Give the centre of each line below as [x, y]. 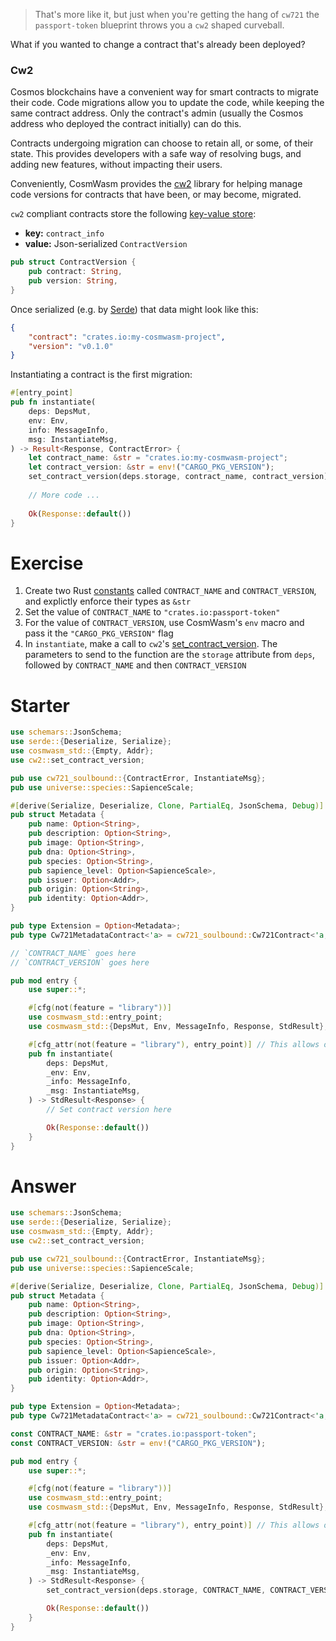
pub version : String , [73, 281]
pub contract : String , [75, 272]
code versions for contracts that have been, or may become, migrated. [156, 195]
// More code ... [64, 495]
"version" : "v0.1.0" [71, 346]
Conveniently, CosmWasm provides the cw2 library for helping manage [156, 184]
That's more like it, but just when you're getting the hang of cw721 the [177, 14]
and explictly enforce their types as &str [108, 601]
